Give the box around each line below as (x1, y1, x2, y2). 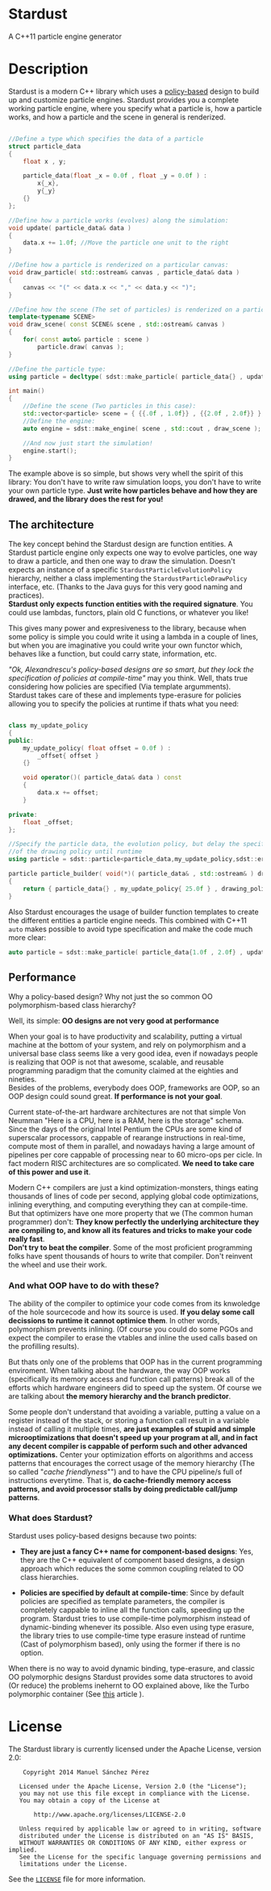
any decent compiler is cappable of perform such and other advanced (8, 1441, 248, 1451)
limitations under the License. (19, 1860, 128, 1868)
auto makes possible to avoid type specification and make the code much (8, 924, 253, 934)
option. (19, 1647, 44, 1657)
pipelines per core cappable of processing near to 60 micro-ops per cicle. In (8, 1150, 263, 1160)
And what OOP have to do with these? (8, 1280, 160, 1291)
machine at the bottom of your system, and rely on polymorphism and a (8, 1040, 247, 1050)
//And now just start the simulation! (23, 439, 153, 448)
